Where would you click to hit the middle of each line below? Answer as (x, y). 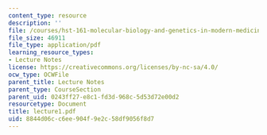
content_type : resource (48, 15)
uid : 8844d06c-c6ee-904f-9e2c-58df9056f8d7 (81, 119)
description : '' (35, 23)
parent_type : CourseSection (55, 89)
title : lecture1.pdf (43, 112)
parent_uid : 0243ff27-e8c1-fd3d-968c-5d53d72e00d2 (94, 97)
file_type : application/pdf (55, 45)
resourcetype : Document (48, 104)
